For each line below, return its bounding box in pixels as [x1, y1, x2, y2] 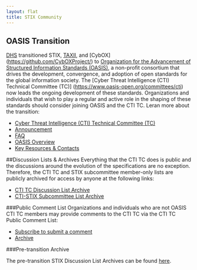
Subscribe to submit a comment [14, 228, 93, 235]
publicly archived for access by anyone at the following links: [6, 175, 155, 182]
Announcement [14, 126, 52, 133]
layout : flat [6, 8, 38, 15]
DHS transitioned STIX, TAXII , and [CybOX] [6, 51, 111, 59]
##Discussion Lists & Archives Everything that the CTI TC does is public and [6, 156, 192, 163]
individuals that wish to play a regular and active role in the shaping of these [6, 96, 191, 103]
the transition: [6, 108, 40, 115]
